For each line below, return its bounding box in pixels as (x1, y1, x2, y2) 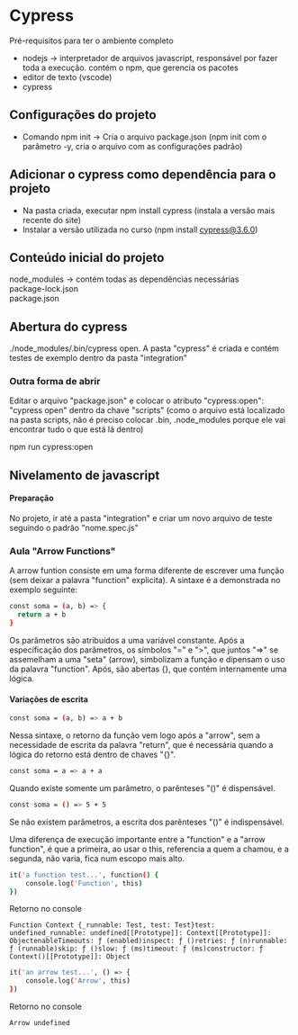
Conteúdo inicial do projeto (9, 249, 165, 265)
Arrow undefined (9, 1019, 70, 1028)
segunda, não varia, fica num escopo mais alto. (9, 852, 185, 864)
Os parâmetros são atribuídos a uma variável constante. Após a (9, 635, 245, 645)
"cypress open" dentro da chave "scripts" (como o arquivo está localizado (9, 405, 285, 416)
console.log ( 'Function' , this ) (25, 878, 143, 887)
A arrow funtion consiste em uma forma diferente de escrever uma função (9, 565, 285, 576)
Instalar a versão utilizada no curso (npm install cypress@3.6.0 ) (22, 224, 258, 235)
